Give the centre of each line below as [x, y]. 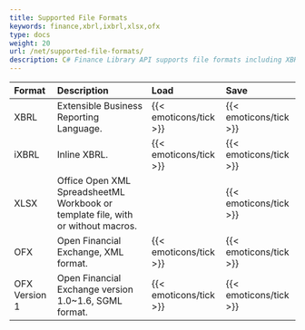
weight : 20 [30, 43]
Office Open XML [94, 180]
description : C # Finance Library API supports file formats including [146, 60]
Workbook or [85, 203]
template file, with [95, 214]
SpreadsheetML [91, 192]
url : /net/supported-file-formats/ [77, 52]
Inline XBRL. [83, 155]
